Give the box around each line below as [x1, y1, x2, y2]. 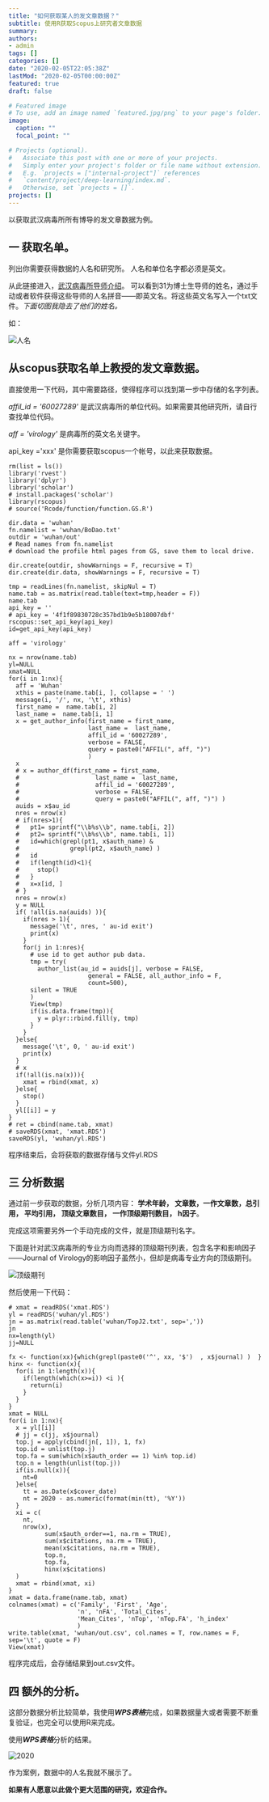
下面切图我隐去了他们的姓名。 [23, 301, 122, 311]
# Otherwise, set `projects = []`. [8, 184, 136, 192]
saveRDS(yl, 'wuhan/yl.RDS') [8, 1134, 107, 1143]
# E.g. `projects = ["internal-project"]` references [8, 169, 200, 177]
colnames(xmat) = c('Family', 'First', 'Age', [8, 1601, 168, 1610]
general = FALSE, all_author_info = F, [87, 971, 222, 979]
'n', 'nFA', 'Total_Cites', [77, 1608, 172, 1616]
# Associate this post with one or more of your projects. [8, 154, 219, 162]
